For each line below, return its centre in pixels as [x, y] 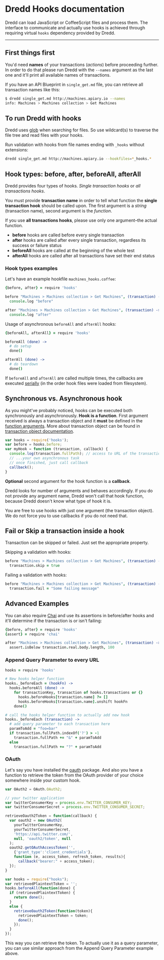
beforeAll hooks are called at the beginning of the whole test [73, 250]
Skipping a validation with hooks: [38, 552]
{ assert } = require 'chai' [32, 634]
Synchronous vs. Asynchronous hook [64, 399]
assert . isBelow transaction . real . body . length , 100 [62, 647]
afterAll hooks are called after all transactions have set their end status [83, 256]
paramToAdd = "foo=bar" [33, 729]
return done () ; [29, 897]
